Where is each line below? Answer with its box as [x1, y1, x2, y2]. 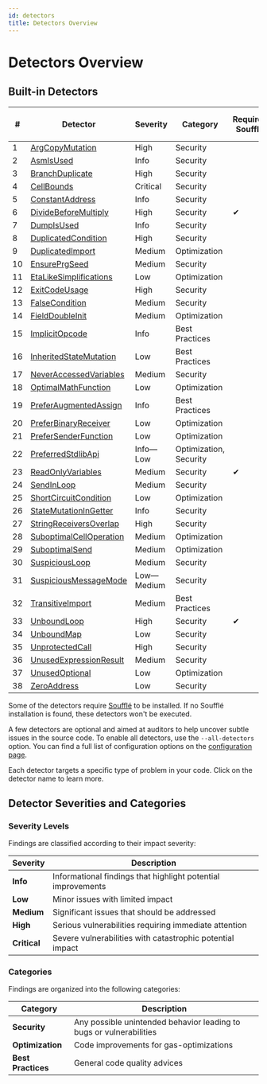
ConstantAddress [30, 193, 96, 205]
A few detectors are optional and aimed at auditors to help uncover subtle [8, 724, 250, 734]
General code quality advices [74, 1058, 184, 1069]
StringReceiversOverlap [30, 518, 119, 529]
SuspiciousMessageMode [30, 575, 128, 586]
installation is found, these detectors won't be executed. [8, 709, 192, 719]
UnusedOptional [30, 667, 91, 678]
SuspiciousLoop [30, 556, 91, 567]
